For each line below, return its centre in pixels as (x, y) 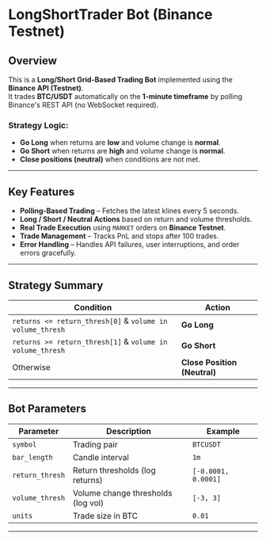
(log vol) (88, 503)
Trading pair (95, 444)
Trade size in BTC (105, 515)
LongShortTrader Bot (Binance (110, 15)
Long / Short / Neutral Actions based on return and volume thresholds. (136, 219)
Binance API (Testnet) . (46, 88)
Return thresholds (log (114, 470)
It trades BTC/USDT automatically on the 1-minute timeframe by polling (125, 96)
